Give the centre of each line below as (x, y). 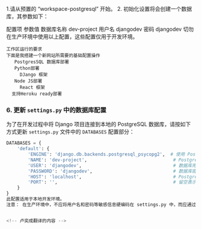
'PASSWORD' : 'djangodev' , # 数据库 (110, 171)
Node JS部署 (28, 81)
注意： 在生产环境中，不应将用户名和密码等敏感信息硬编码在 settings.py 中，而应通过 (101, 204)
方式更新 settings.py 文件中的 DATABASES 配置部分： (70, 132)
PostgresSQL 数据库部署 (41, 62)
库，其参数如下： (27, 16)
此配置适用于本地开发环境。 (35, 199)
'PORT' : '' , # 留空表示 (112, 182)
